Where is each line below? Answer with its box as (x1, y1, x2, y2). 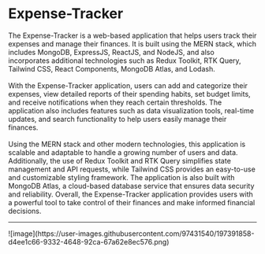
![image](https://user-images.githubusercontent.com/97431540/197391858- (8, 229, 255, 238)
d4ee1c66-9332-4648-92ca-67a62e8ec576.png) (8, 237, 170, 246)
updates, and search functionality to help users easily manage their (8, 114, 227, 123)
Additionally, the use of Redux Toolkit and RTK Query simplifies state (8, 156, 231, 165)
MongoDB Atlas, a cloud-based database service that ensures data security (8, 181, 255, 190)
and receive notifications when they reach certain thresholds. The (8, 98, 222, 107)
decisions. (8, 206, 42, 215)
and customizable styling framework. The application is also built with (8, 172, 235, 182)
